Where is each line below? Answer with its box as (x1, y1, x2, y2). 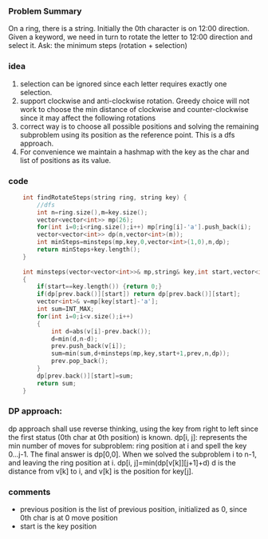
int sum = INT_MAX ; (37, 305, 94, 313)
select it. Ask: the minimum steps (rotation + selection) (8, 41, 187, 50)
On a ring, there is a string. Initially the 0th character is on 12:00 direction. (8, 24, 250, 34)
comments (8, 486, 51, 497)
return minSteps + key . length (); (37, 246, 141, 254)
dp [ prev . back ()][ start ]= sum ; (37, 372, 134, 380)
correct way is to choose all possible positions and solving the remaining (19, 122, 259, 131)
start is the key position (19, 521, 97, 531)
